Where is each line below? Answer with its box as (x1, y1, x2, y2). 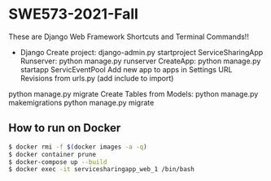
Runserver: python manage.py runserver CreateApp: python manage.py (20, 56, 261, 66)
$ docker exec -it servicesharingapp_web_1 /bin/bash (8, 166, 195, 174)
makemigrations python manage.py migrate (8, 97, 155, 107)
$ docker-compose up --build (8, 157, 107, 166)
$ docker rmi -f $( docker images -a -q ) (8, 143, 148, 151)
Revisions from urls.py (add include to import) (20, 73, 174, 83)
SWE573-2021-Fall (8, 5, 138, 24)
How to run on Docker (8, 121, 121, 135)
